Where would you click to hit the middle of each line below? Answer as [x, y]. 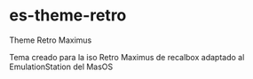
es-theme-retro [68, 16]
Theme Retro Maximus [51, 40]
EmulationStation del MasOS [61, 67]
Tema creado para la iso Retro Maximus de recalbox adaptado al [127, 57]
